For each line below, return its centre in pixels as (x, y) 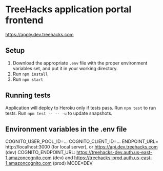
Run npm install (30, 74)
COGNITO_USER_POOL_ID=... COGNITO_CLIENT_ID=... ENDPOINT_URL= (82, 141)
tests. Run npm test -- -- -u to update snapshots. (59, 113)
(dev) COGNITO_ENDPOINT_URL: (40, 153)
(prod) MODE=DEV (73, 163)
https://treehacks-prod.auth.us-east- (113, 158)
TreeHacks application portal (68, 9)
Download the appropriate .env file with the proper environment (80, 63)
